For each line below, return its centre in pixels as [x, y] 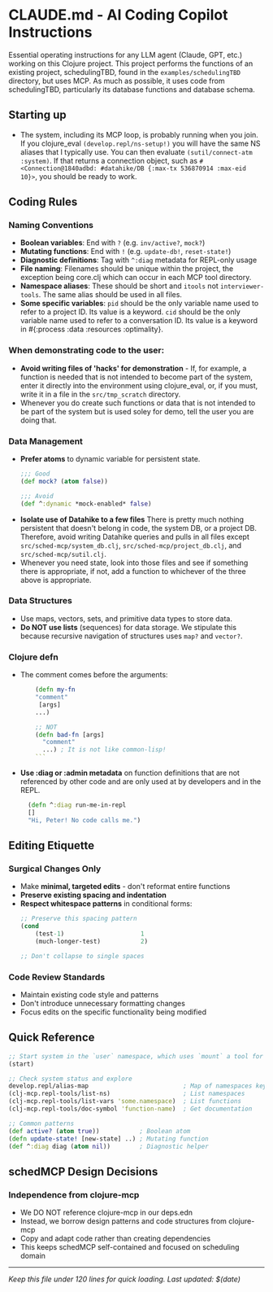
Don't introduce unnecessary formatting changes [102, 1003]
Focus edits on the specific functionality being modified [113, 1012]
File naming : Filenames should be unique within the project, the [127, 269]
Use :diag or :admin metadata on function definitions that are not [130, 773]
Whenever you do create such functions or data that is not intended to [138, 403]
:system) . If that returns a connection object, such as [108, 160]
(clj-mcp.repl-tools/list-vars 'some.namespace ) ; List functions [125, 1101]
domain [33, 1256]
